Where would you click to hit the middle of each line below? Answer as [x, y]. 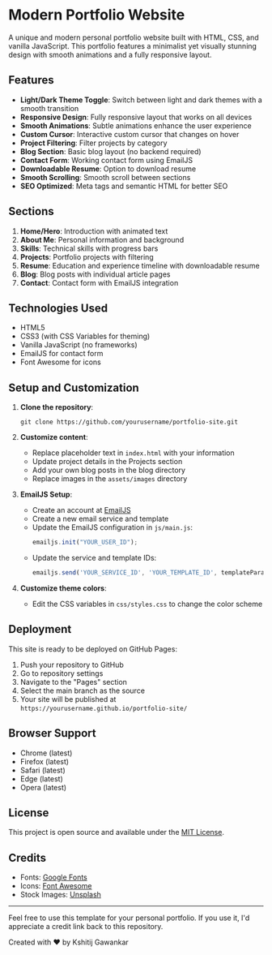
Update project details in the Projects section [107, 462]
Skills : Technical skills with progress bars [89, 248]
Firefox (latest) [45, 761]
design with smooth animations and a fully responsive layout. [110, 54]
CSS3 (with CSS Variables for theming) [85, 336]
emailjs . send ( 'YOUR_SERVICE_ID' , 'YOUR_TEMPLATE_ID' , [125, 573]
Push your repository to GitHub [72, 665]
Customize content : [54, 437]
